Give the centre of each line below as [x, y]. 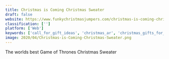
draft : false [19, 14]
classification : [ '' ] [28, 24]
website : [14, 19]
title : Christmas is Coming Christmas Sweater [55, 10]
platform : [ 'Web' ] [24, 28]
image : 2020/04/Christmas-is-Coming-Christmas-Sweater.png [68, 38]
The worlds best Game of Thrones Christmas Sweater [61, 52]
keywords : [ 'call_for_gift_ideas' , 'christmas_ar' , [60, 33]
